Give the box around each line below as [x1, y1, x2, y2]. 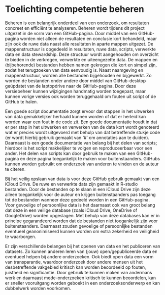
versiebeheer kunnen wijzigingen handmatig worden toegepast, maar [5, 88, 146, 94]
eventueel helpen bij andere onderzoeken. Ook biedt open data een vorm [5, 253, 154, 259]
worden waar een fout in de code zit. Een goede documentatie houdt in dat [5, 119, 158, 125]
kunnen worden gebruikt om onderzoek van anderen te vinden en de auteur [5, 161, 159, 167]
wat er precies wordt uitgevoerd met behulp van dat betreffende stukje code [5, 129, 160, 135]
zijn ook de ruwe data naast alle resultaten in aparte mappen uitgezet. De [5, 41, 154, 47]
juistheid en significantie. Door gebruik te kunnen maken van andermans [5, 269, 152, 275]
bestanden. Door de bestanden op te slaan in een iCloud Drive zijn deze [5, 186, 151, 192]
